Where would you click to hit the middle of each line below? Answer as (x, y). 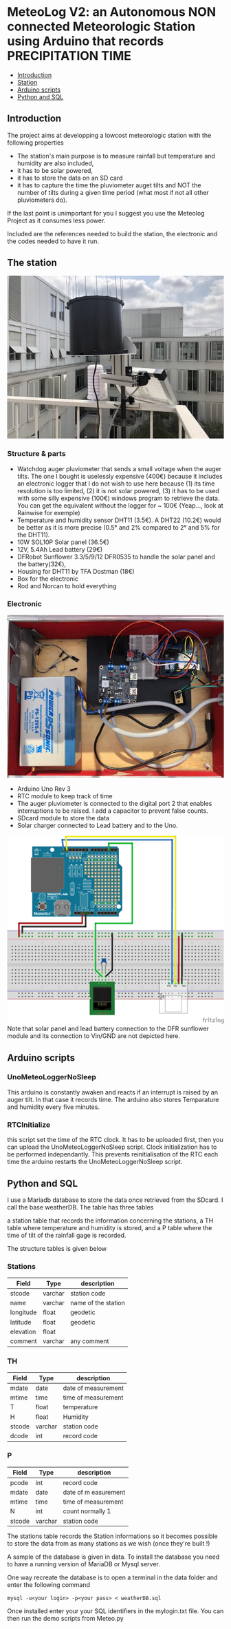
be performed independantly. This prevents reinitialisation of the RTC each (113, 1154)
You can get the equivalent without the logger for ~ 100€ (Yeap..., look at (120, 505)
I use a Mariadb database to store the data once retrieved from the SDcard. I (115, 1200)
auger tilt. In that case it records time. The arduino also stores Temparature (113, 1099)
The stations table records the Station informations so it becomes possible (112, 1536)
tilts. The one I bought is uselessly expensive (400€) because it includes (120, 476)
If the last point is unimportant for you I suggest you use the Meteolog (106, 213)
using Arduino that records (85, 41)
